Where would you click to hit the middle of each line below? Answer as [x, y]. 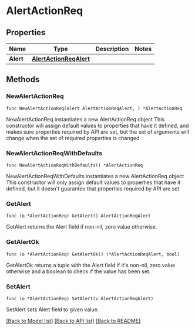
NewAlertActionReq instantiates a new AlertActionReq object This [85, 119]
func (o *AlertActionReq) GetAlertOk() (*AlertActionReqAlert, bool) [93, 254]
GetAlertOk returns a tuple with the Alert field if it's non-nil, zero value [91, 265]
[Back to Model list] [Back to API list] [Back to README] [73, 321]
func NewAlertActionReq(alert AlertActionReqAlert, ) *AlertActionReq [94, 108]
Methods [23, 79]
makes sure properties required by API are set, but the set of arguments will [97, 132]
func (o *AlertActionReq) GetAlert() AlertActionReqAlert [78, 216]
